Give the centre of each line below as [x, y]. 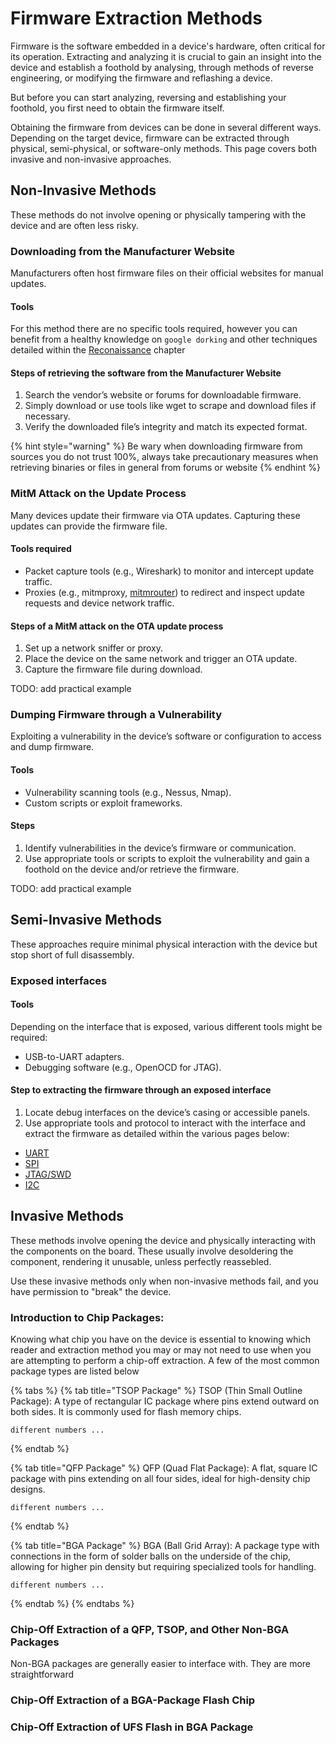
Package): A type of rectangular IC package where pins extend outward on [165, 1401]
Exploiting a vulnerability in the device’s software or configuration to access [166, 736]
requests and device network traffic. [99, 603]
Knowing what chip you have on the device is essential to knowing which [161, 1339]
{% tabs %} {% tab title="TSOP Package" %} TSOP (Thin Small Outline [156, 1391]
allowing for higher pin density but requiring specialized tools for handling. [163, 1567]
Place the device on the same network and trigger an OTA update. [161, 659]
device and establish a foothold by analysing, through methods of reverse [162, 67]
